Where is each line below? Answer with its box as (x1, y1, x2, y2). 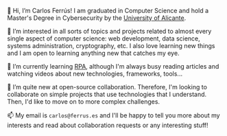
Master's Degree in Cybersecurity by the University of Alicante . (7, 14, 187, 22)
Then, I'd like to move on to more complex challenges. (7, 98, 160, 106)
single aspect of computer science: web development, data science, (7, 34, 200, 43)
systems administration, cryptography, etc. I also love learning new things (7, 42, 215, 49)
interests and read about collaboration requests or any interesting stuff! (7, 121, 208, 129)
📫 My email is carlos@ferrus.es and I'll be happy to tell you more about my (7, 111, 221, 120)
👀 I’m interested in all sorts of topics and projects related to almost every (7, 27, 212, 35)
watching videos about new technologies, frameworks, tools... (7, 69, 183, 78)
